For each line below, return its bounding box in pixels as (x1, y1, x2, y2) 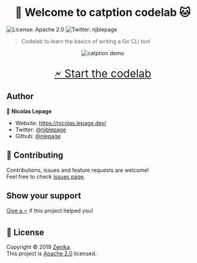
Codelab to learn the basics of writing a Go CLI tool (21, 37, 151, 45)
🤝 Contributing (6, 150, 64, 161)
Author (6, 91, 34, 102)
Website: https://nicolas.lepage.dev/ (15, 119, 106, 127)
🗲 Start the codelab (54, 67, 152, 80)
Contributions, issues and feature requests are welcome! (6, 166, 149, 174)
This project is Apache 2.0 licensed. (6, 250, 97, 257)
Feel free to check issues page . (6, 172, 86, 180)
